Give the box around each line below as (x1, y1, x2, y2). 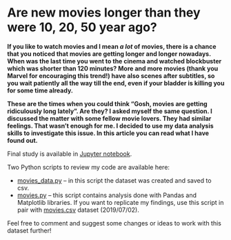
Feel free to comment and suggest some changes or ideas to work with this (7, 219, 222, 227)
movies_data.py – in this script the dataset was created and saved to (17, 176, 212, 184)
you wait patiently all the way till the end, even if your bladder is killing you (7, 79, 225, 87)
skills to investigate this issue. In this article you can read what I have (7, 129, 209, 137)
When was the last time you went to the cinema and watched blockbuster (7, 57, 222, 65)
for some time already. (7, 86, 74, 94)
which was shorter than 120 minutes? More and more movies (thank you (7, 64, 219, 72)
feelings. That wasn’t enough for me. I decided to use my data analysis (7, 121, 214, 130)
